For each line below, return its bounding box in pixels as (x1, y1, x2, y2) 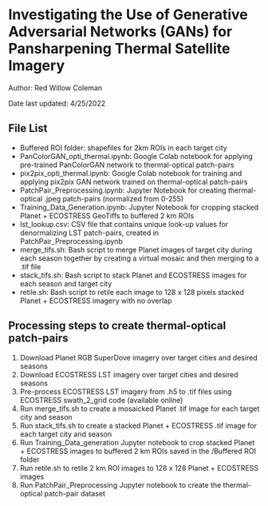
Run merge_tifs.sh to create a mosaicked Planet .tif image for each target (19, 404, 260, 413)
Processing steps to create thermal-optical (8, 319, 227, 333)
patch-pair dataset (44, 488, 106, 498)
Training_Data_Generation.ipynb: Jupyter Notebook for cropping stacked (19, 202, 259, 212)
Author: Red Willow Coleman (8, 82, 102, 93)
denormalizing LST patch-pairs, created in (19, 228, 160, 237)
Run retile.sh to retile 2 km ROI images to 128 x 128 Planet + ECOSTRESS (19, 463, 259, 472)
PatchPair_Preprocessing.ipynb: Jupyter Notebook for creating (19, 185, 227, 195)
